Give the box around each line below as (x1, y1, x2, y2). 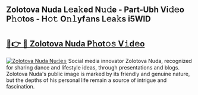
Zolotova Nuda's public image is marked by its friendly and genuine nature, (6, 71, 190, 77)
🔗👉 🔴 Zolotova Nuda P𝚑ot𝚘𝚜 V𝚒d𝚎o (6, 39, 145, 49)
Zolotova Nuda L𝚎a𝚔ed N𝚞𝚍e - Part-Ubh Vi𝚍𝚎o (6, 5, 184, 15)
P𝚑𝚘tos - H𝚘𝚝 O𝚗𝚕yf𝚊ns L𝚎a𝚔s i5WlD (6, 14, 151, 24)
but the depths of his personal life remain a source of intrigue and (6, 77, 167, 84)
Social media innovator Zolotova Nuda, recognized (68, 58, 192, 64)
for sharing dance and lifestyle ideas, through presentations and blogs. (6, 64, 180, 71)
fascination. (6, 83, 35, 90)
